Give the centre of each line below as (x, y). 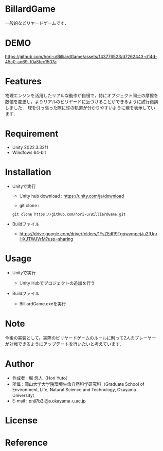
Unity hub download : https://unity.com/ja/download (72, 196)
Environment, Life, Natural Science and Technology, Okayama (74, 389)
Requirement (32, 134)
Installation (28, 172)
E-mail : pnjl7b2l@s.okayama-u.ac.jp (49, 401)
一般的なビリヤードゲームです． (37, 23)
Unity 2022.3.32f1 (30, 147)
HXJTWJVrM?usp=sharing (46, 239)
